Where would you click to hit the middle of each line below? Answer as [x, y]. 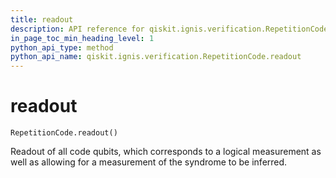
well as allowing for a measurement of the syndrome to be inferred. [149, 162]
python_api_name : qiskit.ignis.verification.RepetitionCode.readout [156, 57]
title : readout [42, 19]
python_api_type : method [62, 47]
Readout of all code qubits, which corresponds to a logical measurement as [166, 152]
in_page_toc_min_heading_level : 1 [82, 38]
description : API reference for [77, 29]
